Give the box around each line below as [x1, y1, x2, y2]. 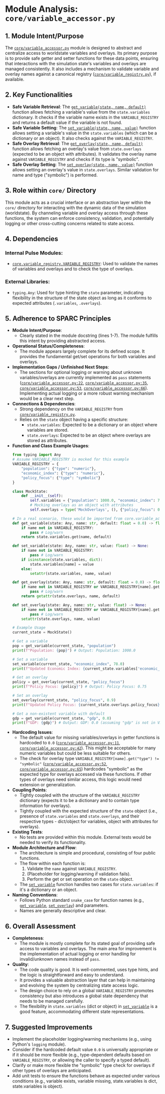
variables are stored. [27, 427, 69, 433]
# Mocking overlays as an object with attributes [30, 503, 134, 508]
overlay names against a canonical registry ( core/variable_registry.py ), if [5, 71, 156, 77]
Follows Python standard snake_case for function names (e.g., [19, 897, 144, 903]
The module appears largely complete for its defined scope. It [19, 348, 145, 354]
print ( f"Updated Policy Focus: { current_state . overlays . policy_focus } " [12, 702, 162, 707]
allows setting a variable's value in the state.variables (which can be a [12, 130, 157, 136]
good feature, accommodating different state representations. [19, 1009, 145, 1014]
